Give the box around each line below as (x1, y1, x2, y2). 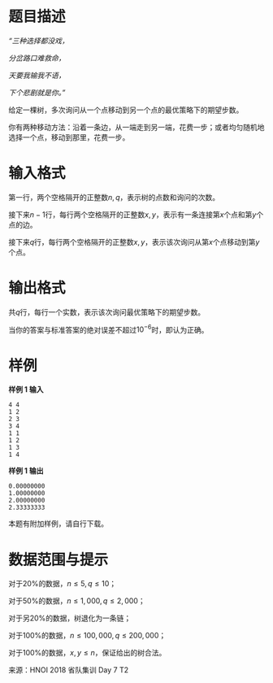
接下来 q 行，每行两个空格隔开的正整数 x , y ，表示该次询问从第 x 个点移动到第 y (8, 237, 260, 246)
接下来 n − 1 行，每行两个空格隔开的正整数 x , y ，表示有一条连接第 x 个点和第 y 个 (8, 209, 264, 220)
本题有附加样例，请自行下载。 (8, 519, 108, 529)
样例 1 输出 (8, 466, 44, 476)
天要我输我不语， (8, 70, 66, 80)
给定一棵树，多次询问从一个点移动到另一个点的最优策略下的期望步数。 (8, 105, 244, 115)
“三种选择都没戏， (8, 36, 69, 46)
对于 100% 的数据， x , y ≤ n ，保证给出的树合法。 (8, 648, 167, 658)
